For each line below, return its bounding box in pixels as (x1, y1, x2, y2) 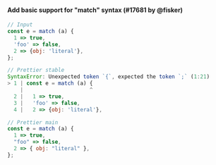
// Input (7, 21, 33, 28)
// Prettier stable (7, 67, 65, 74)
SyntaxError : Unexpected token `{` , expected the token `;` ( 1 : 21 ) (7, 73, 210, 80)
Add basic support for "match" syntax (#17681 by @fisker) (7, 6, 184, 14)
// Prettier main (7, 118, 59, 126)
